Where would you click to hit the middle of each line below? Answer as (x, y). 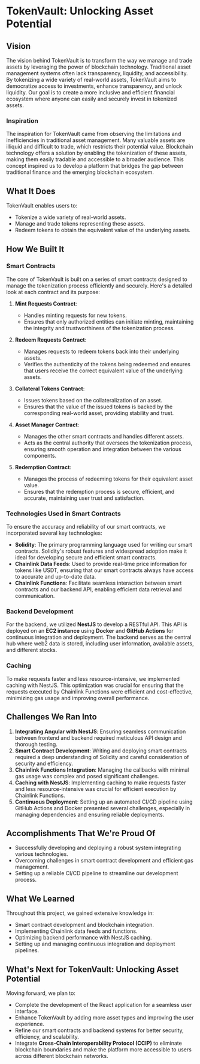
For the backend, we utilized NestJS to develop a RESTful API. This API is (97, 624)
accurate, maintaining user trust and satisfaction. (84, 498)
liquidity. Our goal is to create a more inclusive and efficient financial (91, 92)
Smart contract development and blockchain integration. (84, 925)
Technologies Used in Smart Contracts (63, 514)
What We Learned (40, 898)
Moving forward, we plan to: (41, 993)
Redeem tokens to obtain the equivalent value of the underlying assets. (102, 230)
